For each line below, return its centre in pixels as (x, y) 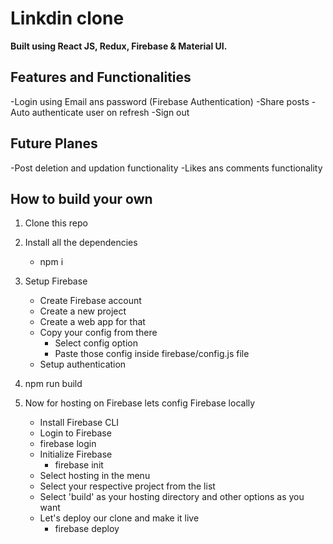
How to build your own (81, 198)
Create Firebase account (90, 301)
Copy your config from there (98, 333)
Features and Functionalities (101, 77)
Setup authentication (83, 364)
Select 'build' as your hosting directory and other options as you (172, 497)
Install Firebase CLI (79, 423)
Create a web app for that (92, 322)
